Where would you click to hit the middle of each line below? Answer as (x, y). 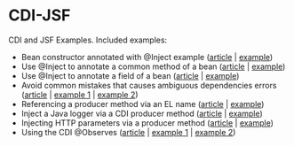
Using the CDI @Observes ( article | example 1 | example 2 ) (128, 132)
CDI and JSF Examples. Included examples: (88, 40)
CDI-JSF (40, 15)
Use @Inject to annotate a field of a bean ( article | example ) (130, 75)
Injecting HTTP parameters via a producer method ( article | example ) (147, 123)
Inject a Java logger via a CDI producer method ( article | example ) (142, 113)
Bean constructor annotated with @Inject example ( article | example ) (147, 57)
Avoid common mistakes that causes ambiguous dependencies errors (149, 85)
